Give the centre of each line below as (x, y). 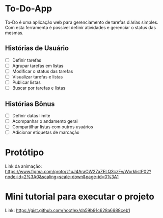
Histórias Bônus (30, 104)
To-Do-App (29, 9)
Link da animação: (24, 166)
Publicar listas (26, 82)
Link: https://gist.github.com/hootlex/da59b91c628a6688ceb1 (68, 211)
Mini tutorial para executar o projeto (80, 197)
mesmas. (14, 33)
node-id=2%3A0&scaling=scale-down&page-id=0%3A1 (62, 177)
